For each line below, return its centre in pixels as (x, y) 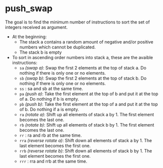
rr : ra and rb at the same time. (51, 135)
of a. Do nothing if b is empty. (49, 99)
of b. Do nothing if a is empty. (49, 109)
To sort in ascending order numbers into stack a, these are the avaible (82, 57)
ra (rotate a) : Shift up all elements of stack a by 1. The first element (87, 114)
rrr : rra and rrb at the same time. (53, 161)
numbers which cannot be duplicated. (58, 47)
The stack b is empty (41, 52)
